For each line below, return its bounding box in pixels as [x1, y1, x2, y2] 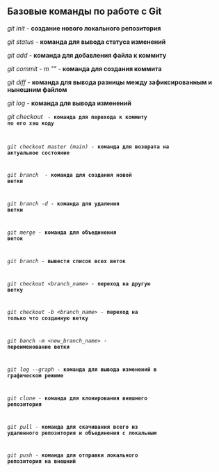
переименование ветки [7, 344, 70, 351]
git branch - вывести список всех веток [7, 258, 127, 265]
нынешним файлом [7, 85, 67, 93]
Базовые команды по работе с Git [7, 6, 162, 17]
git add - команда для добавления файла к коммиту [7, 51, 167, 59]
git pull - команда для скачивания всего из [7, 423, 138, 430]
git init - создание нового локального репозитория [7, 24, 161, 32]
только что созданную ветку [7, 315, 89, 322]
